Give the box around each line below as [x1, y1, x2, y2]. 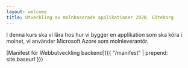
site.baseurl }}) [6, 55, 43, 63]
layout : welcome [6, 8, 47, 15]
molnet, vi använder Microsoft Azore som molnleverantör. [6, 37, 149, 45]
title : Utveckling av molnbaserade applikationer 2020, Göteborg [6, 14, 174, 20]
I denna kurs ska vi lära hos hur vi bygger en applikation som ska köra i [6, 31, 183, 38]
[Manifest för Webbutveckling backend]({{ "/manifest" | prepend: [6, 49, 168, 56]
